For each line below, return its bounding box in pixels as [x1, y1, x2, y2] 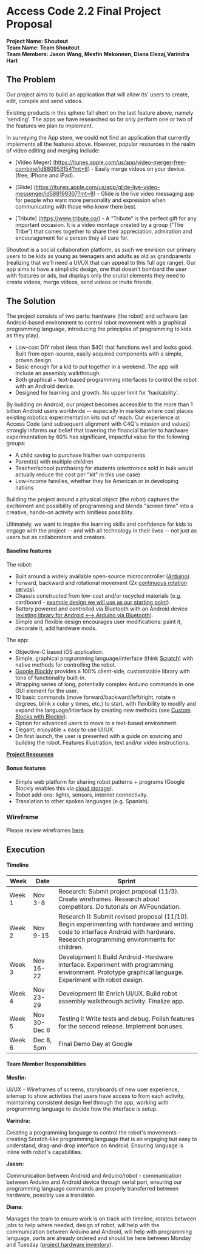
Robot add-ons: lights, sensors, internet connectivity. [15, 791, 148, 798]
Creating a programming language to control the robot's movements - [6, 1129, 181, 1136]
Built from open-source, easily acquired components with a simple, [15, 349, 183, 357]
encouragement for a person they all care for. [15, 234, 129, 242]
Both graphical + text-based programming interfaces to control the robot [15, 376, 197, 383]
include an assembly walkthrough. [15, 369, 101, 376]
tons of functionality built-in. [15, 674, 86, 681]
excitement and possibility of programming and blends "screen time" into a [6, 502, 194, 509]
